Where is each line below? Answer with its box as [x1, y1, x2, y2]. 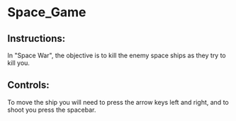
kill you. [7, 59, 30, 67]
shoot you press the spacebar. [7, 105, 96, 114]
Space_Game [7, 4, 86, 21]
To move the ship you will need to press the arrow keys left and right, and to [7, 98, 229, 106]
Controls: [7, 79, 50, 91]
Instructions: [7, 33, 66, 45]
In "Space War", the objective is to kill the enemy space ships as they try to [7, 51, 227, 59]
